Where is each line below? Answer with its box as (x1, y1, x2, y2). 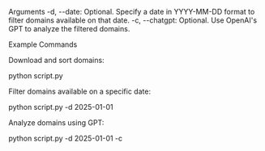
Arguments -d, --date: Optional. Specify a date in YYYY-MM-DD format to (8, 7, 255, 16)
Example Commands (8, 40, 78, 49)
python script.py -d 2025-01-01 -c (8, 133, 123, 143)
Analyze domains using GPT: (8, 118, 105, 128)
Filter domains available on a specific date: (8, 86, 152, 96)
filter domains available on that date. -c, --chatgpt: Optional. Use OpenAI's (8, 15, 258, 25)
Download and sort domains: (8, 56, 105, 65)
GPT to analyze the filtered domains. (8, 24, 130, 33)
